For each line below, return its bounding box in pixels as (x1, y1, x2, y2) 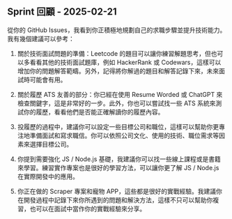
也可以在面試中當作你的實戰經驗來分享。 (29, 204, 146, 213)
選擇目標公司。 (29, 139, 73, 148)
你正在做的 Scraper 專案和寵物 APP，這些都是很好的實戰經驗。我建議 (17, 187, 217, 195)
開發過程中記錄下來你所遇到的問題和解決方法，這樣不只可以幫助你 (23, 195, 213, 204)
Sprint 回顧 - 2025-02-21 (7, 6, 117, 18)
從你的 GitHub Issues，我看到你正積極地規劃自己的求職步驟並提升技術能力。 (7, 26, 226, 34)
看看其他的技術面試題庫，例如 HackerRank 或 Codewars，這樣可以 (29, 58, 222, 66)
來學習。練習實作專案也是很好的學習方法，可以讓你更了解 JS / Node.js (17, 163, 219, 172)
